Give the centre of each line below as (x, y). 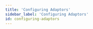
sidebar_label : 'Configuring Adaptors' (47, 14)
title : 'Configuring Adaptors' (38, 10)
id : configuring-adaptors (32, 19)
